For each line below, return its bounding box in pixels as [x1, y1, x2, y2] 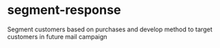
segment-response [7, 2, 122, 18]
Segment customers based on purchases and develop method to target [7, 25, 213, 33]
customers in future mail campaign [7, 32, 108, 40]
